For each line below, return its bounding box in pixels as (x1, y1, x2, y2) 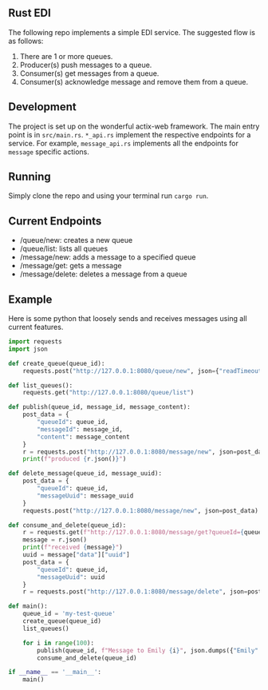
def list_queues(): (8, 381, 73, 390)
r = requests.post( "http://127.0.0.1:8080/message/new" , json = (22, 447, 238, 456)
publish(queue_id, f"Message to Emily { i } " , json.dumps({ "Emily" (37, 646, 259, 654)
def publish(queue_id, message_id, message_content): (8, 403, 191, 411)
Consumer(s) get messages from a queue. (19, 68, 160, 78)
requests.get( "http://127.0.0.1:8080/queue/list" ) (22, 389, 195, 397)
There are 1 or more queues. (19, 51, 113, 61)
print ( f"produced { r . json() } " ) (22, 455, 127, 463)
